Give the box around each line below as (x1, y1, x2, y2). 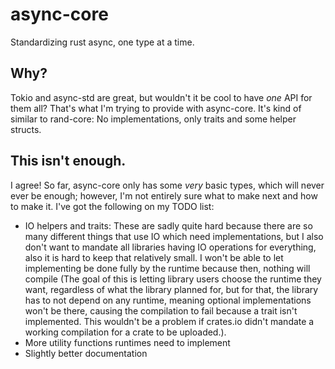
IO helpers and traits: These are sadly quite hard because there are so (24, 219, 313, 232)
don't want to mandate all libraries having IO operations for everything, (24, 241, 317, 253)
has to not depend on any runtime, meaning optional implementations (24, 294, 312, 306)
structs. (10, 123, 42, 135)
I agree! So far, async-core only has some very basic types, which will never (10, 179, 325, 191)
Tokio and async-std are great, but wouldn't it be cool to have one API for (10, 91, 313, 103)
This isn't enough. (10, 153, 127, 170)
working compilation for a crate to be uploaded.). (24, 326, 227, 338)
